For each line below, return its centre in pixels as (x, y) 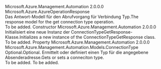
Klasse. (12, 37)
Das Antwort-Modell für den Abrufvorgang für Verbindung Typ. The (72, 17)
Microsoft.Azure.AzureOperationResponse (47, 11)
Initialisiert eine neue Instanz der (38, 32)
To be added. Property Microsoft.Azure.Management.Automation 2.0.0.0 (77, 42)
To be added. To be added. (32, 63)
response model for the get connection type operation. (60, 22)
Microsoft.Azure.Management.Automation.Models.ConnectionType (72, 47)
